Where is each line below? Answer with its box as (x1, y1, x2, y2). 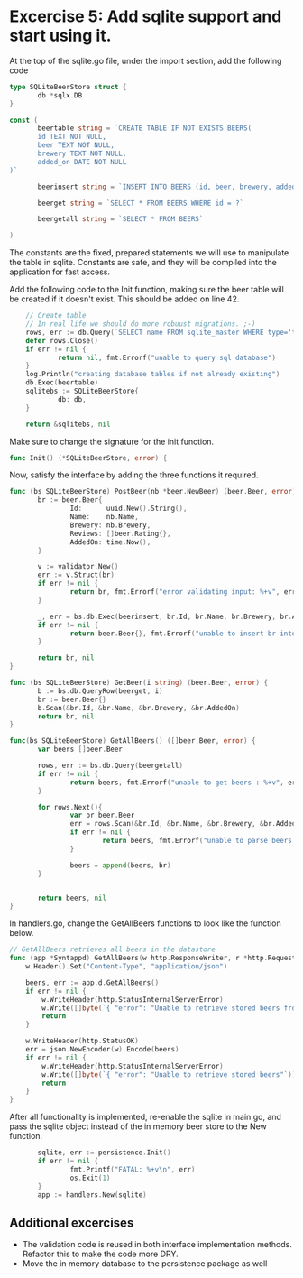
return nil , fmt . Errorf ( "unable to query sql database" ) (57, 353, 277, 362)
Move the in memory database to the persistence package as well (22, 1258, 268, 1269)
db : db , (57, 394, 87, 403)
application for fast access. (9, 266, 111, 277)
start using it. (9, 25, 112, 46)
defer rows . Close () (25, 336, 99, 345)
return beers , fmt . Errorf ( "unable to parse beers (102, 837, 293, 846)
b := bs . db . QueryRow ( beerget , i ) (37, 686, 164, 696)
